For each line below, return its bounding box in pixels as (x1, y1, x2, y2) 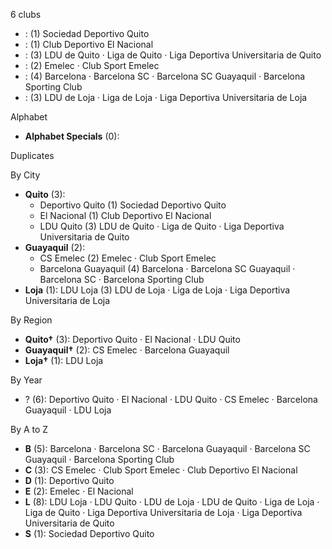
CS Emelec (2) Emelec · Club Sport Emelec (39, 252, 217, 264)
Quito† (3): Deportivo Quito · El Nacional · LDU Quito (24, 334, 241, 345)
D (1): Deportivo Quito (24, 475, 115, 486)
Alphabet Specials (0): (24, 130, 120, 142)
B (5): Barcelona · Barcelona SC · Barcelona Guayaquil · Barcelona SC (24, 443, 311, 454)
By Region (10, 314, 53, 326)
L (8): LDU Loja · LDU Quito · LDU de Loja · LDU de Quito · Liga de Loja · (24, 496, 320, 508)
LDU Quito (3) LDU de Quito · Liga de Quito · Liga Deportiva (39, 220, 285, 232)
